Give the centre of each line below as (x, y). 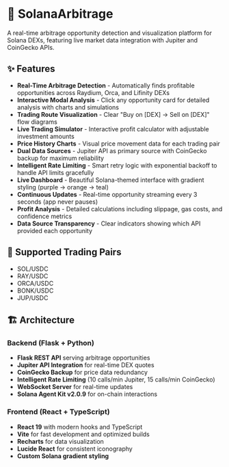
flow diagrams (37, 122)
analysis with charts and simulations (68, 107)
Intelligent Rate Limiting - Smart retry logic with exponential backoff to (117, 165)
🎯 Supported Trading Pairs (64, 252)
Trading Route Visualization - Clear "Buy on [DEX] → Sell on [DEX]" (113, 114)
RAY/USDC (32, 276)
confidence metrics (44, 216)
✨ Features (31, 69)
